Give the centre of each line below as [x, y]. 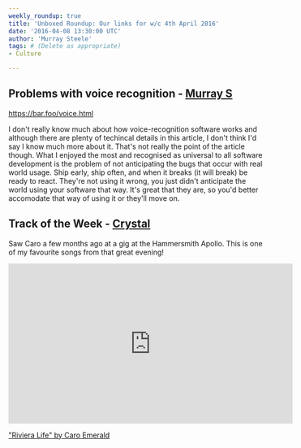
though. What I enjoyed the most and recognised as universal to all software [135, 154]
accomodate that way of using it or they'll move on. [94, 198]
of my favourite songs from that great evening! [86, 252]
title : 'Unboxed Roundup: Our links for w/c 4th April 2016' [114, 24]
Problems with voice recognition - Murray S [120, 94]
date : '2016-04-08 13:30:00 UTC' [65, 31]
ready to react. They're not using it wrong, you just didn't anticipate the [127, 181]
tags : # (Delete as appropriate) [65, 46]
